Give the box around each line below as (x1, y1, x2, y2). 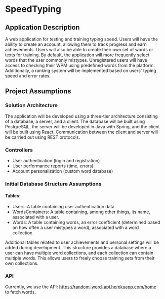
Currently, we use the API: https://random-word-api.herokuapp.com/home (5, 284, 157, 290)
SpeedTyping (5, 3, 62, 15)
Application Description (5, 23, 80, 32)
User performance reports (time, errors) (12, 163, 94, 169)
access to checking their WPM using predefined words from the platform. (5, 63, 155, 68)
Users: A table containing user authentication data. (12, 204, 116, 210)
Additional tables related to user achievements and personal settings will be (5, 239, 159, 245)
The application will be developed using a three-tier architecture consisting (5, 113, 158, 119)
